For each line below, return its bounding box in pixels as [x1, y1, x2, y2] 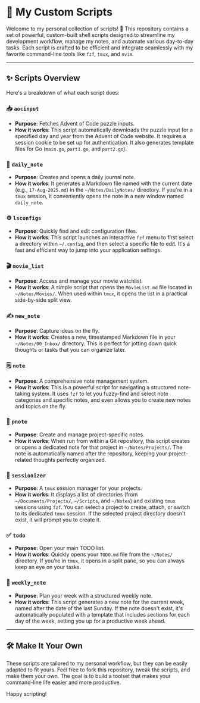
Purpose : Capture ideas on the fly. [14, 327, 100, 335]
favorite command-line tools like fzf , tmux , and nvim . [6, 50, 134, 57]
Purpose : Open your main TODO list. [14, 545, 105, 552]
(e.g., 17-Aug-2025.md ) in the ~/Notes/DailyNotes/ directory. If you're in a [14, 186, 192, 193]
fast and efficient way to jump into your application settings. [14, 246, 162, 254]
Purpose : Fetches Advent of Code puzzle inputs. [14, 120, 135, 127]
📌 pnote [6, 417, 28, 426]
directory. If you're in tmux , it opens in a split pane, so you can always [14, 557, 185, 564]
